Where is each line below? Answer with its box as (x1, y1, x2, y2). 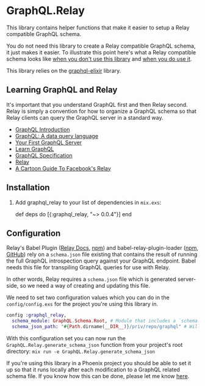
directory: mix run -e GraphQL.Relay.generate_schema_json (6, 348, 156, 355)
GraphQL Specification (15, 151, 73, 159)
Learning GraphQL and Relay (6, 85, 118, 95)
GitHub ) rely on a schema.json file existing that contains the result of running (6, 251, 198, 258)
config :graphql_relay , (6, 312, 67, 318)
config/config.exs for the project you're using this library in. (6, 300, 159, 308)
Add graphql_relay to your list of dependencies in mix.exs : (15, 198, 162, 206)
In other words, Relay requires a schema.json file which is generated (6, 275, 177, 283)
